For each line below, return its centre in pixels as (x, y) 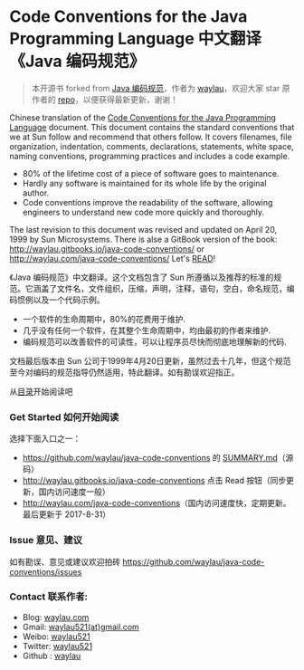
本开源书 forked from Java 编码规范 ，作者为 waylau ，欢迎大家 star (156, 88)
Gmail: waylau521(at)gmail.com (81, 627)
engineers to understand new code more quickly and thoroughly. (143, 212)
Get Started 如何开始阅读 (64, 416)
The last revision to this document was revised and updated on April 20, (143, 229)
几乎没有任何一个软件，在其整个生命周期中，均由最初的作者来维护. (147, 330)
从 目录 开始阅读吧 (41, 391)
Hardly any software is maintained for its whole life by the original (144, 183)
